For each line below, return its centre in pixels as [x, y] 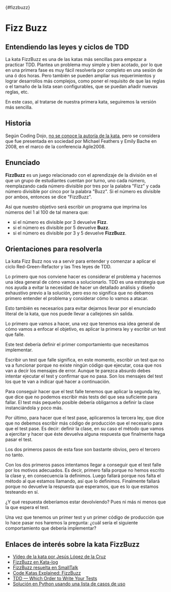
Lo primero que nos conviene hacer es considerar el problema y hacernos [83, 277]
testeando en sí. [22, 492]
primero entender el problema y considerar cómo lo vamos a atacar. [77, 299]
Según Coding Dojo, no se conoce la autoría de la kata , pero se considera [83, 136]
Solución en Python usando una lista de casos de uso [69, 584]
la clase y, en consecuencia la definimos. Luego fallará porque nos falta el [83, 476]
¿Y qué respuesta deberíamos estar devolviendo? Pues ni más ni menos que [86, 502]
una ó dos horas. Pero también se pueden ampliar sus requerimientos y [80, 76]
